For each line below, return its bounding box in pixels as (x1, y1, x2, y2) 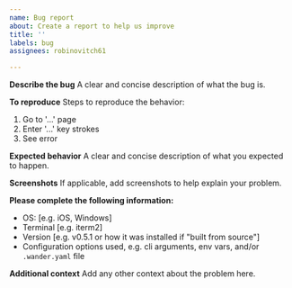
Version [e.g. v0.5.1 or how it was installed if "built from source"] (22, 231, 261, 243)
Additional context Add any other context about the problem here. (9, 268, 256, 279)
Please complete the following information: (9, 195, 174, 206)
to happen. (9, 160, 49, 171)
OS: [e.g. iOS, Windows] (22, 212, 112, 223)
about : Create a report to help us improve (9, 22, 175, 31)
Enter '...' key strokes (22, 123, 100, 135)
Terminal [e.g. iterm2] (22, 222, 103, 233)
